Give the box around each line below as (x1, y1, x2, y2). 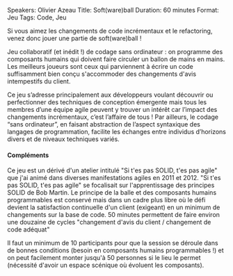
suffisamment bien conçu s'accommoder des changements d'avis (7, 70, 197, 78)
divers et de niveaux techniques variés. (7, 135, 120, 143)
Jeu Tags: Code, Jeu (7, 13, 67, 22)
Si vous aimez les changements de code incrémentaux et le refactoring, (7, 27, 213, 35)
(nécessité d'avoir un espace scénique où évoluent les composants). (7, 261, 204, 270)
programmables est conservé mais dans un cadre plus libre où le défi (7, 196, 206, 204)
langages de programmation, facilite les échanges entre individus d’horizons (7, 128, 226, 136)
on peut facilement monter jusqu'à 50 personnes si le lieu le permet (7, 254, 201, 262)
